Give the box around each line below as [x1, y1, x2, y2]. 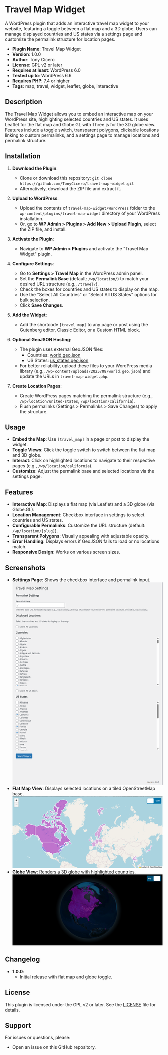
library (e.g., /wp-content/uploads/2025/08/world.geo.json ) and [19, 368, 151, 374]
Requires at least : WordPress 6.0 [12, 67, 81, 73]
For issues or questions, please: [5, 1035, 71, 1041]
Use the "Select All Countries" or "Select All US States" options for [19, 291, 157, 297]
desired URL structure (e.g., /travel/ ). [19, 281, 99, 287]
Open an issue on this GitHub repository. [12, 1044, 96, 1050]
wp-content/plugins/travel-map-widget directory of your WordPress [19, 210, 160, 216]
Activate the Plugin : [12, 236, 54, 242]
